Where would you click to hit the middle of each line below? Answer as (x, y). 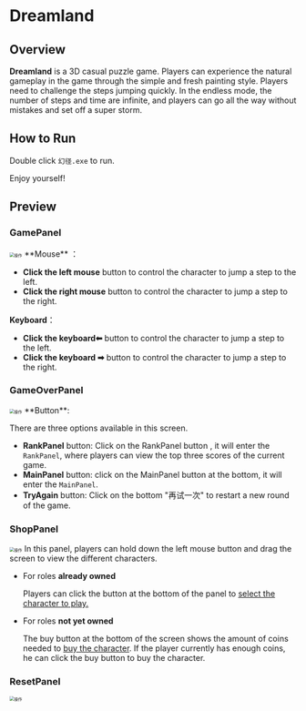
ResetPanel (35, 682)
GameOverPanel (46, 391)
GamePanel (36, 233)
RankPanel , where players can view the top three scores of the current (153, 455)
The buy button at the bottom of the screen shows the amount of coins (155, 639)
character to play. (56, 604)
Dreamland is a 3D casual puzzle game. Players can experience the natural (151, 71)
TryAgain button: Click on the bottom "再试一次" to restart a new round (156, 495)
